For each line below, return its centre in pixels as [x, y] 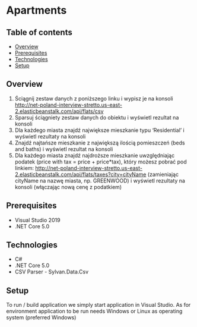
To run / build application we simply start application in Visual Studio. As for [99, 305]
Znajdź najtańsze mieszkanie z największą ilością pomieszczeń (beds [100, 143]
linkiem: [24, 168]
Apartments [36, 10]
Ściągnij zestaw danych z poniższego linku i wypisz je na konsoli [94, 98]
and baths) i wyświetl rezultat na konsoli [64, 149]
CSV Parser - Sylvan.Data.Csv [52, 272]
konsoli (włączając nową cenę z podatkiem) [68, 187]
